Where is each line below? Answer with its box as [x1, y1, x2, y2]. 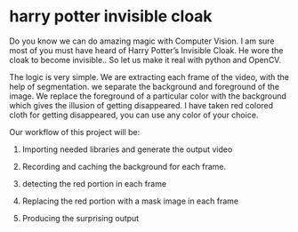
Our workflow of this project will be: [9, 126, 141, 137]
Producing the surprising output [21, 212, 140, 223]
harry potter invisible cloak [9, 6, 213, 27]
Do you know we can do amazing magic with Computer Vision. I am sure [9, 36, 275, 46]
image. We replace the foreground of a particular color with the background [9, 91, 287, 101]
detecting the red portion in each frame [21, 178, 167, 188]
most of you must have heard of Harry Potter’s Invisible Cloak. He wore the [9, 44, 284, 55]
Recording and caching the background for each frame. [21, 161, 227, 172]
